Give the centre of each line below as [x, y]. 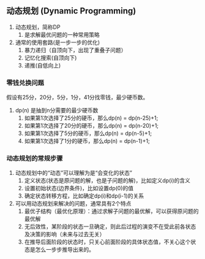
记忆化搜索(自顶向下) [50, 58]
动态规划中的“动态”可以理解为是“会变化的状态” [74, 173]
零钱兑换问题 [25, 83]
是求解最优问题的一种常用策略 [62, 34]
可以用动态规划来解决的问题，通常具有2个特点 [73, 204]
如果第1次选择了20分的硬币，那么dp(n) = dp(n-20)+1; [91, 126]
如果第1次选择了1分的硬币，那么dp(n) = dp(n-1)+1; [87, 141]
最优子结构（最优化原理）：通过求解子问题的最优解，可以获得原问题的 [111, 211]
